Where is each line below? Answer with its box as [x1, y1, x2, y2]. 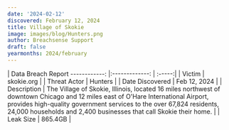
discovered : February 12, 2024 [7, 17, 100, 24]
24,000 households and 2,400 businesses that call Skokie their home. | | [7, 107, 220, 116]
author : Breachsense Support [7, 37, 94, 44]
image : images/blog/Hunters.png [7, 30, 103, 38]
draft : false [7, 43, 46, 50]
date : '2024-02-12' [7, 10, 65, 18]
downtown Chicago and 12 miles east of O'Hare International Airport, [7, 92, 209, 100]
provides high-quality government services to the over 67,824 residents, [7, 99, 219, 108]
